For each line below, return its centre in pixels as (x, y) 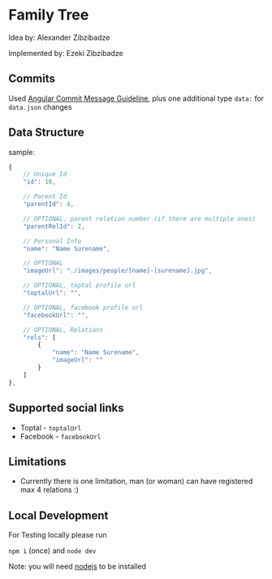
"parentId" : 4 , (49, 205)
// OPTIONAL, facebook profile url (83, 307)
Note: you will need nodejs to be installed (78, 567)
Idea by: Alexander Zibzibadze (59, 37)
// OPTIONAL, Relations (63, 330)
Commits (32, 79)
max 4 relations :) (50, 490)
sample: (22, 152)
